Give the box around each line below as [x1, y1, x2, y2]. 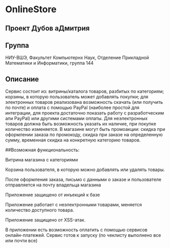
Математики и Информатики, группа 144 [5, 60, 94, 66]
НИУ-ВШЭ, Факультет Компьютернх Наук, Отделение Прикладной [5, 54, 149, 61]
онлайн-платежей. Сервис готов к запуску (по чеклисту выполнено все [5, 232, 161, 238]
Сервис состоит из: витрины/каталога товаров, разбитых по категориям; [5, 88, 164, 95]
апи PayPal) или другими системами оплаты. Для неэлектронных [5, 116, 148, 122]
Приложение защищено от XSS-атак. [5, 217, 86, 223]
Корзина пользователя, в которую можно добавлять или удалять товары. [5, 167, 165, 173]
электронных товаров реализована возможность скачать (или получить [5, 99, 163, 105]
